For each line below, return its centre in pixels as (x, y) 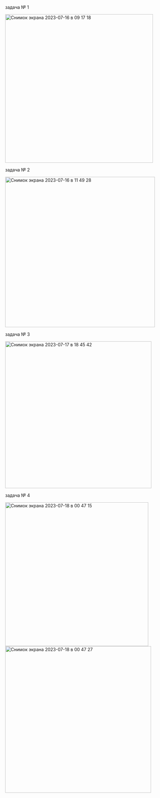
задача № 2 (17, 170)
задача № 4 (18, 495)
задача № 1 (17, 7)
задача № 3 (17, 334)
